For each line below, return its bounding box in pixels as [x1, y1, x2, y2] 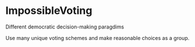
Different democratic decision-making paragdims [5, 23, 124, 30]
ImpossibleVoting [5, 4, 93, 17]
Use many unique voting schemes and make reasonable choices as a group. [5, 34, 190, 41]
